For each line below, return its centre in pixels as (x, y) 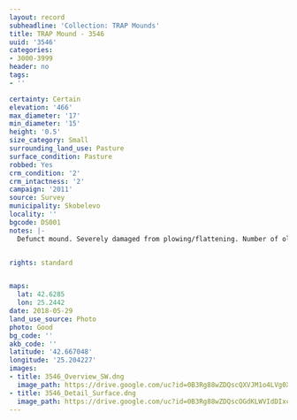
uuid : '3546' (33, 42)
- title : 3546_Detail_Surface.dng (73, 393)
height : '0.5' (35, 132)
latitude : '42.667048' (51, 352)
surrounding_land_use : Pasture (67, 149)
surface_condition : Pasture (61, 157)
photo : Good (31, 327)
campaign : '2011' (41, 190)
